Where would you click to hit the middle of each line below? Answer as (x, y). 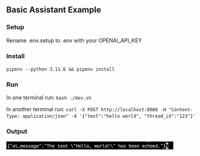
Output (17, 131)
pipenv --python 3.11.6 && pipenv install (60, 69)
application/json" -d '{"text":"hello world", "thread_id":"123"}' (109, 116)
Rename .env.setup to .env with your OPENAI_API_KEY (74, 40)
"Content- (181, 110)
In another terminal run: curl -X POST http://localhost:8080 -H (86, 109)
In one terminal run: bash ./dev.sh (49, 98)
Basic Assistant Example (54, 10)
